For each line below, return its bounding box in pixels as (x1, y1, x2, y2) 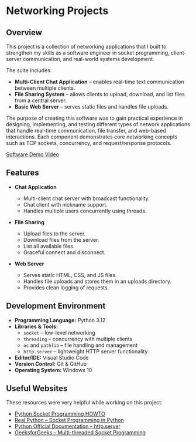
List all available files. (23, 242, 75, 249)
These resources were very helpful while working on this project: (6, 399, 163, 406)
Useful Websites (6, 383, 68, 394)
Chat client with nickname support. (23, 201, 108, 208)
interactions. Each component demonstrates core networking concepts (6, 133, 178, 140)
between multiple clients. (14, 85, 75, 92)
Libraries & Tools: (14, 323, 59, 330)
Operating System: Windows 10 (14, 366, 92, 373)
